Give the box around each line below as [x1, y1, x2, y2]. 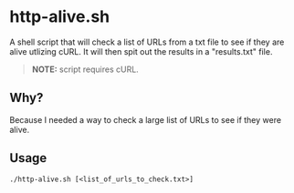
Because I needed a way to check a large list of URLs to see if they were [9, 114, 281, 125]
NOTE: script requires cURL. [31, 64, 139, 75]
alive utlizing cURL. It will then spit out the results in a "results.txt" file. [9, 46, 273, 56]
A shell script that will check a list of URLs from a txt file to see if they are [9, 36, 285, 47]
